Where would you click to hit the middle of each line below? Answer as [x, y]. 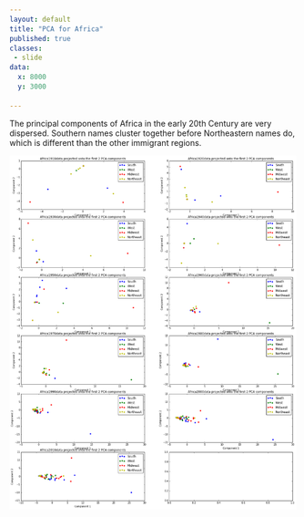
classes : [26, 48]
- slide [28, 58]
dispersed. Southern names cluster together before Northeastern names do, [152, 133]
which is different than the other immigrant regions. [106, 142]
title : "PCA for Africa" [56, 29]
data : [20, 67]
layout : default [40, 19]
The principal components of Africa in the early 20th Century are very [141, 123]
